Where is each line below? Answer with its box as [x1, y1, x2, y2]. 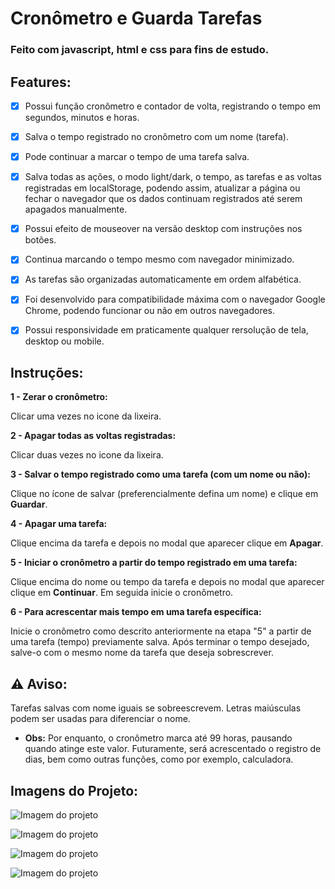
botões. [24, 234, 57, 246]
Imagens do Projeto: [10, 782, 139, 799]
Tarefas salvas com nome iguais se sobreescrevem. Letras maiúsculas [10, 702, 302, 714]
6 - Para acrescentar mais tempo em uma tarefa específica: [10, 606, 262, 618]
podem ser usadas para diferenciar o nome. [10, 713, 191, 725]
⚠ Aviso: [10, 675, 68, 692]
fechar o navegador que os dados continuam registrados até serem [24, 193, 303, 205]
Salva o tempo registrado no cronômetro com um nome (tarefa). [24, 130, 289, 142]
